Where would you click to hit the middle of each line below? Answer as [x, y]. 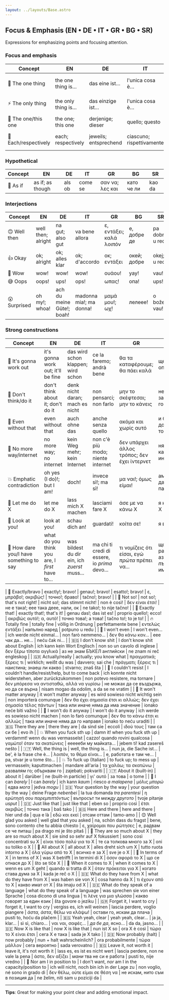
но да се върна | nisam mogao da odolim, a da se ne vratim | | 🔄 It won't [80, 689]
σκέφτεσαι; [132, 397]
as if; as [43, 183]
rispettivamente [146, 143]
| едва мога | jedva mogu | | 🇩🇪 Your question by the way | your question [82, 787]
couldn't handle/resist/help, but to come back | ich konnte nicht [71, 673]
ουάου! [113, 273]
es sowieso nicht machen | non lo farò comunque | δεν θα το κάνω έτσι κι [82, 716]
